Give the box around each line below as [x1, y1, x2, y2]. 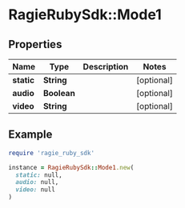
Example [8, 128, 53, 142]
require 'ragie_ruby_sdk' [8, 149, 95, 157]
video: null [15, 186, 56, 194]
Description [82, 62, 129, 72]
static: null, [15, 170, 62, 179]
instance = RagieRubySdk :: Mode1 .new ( [8, 163, 135, 171]
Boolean [42, 88, 76, 98]
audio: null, [15, 178, 59, 186]
